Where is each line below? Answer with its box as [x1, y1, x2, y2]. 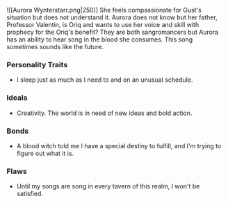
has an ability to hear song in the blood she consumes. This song [6, 35, 193, 44]
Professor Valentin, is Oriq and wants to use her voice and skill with [6, 21, 199, 28]
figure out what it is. [16, 149, 74, 157]
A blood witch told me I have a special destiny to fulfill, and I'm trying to [16, 141, 222, 150]
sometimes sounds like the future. [6, 43, 104, 51]
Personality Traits [6, 60, 68, 69]
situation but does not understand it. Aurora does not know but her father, [6, 13, 218, 21]
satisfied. [16, 190, 43, 198]
